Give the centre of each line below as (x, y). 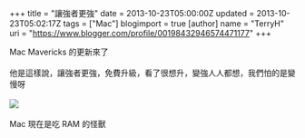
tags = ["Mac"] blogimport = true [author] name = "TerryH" (173, 24)
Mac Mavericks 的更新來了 (59, 52)
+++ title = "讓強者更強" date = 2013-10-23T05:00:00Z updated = (132, 13)
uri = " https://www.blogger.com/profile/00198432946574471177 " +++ (141, 33)
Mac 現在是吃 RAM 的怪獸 (58, 124)
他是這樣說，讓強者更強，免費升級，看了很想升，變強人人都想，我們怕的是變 (152, 73)
